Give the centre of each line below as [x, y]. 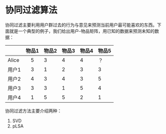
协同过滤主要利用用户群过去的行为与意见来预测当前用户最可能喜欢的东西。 [81, 25]
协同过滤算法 [31, 10]
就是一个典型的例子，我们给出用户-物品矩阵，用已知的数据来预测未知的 [82, 31]
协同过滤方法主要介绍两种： [33, 111]
